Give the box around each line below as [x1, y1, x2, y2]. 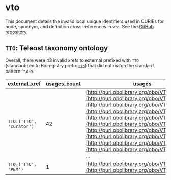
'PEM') [8, 166, 24, 172]
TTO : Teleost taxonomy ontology [5, 44, 108, 52]
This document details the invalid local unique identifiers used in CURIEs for [5, 18, 164, 24]
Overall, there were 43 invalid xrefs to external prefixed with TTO [5, 57, 139, 63]
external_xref [8, 80, 41, 87]
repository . [5, 29, 28, 35]
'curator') [8, 123, 34, 129]
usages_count [45, 80, 81, 87]
